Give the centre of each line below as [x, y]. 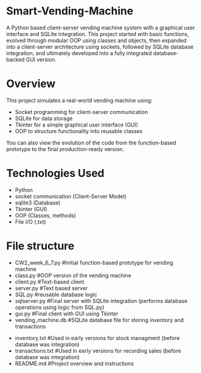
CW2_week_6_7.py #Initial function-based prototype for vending [94, 263]
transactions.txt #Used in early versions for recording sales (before [98, 351]
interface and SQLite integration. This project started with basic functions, [97, 34]
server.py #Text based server [51, 288]
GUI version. [41, 59]
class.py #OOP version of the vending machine [73, 275]
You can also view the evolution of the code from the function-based [91, 143]
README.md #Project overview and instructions [74, 363]
